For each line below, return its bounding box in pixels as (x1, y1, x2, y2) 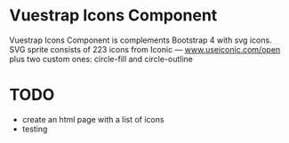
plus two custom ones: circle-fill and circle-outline (9, 53, 194, 64)
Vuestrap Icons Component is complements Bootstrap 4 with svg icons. (9, 35, 273, 45)
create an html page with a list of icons (21, 114, 165, 124)
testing (21, 123, 48, 134)
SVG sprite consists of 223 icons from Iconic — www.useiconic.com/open (9, 44, 281, 54)
